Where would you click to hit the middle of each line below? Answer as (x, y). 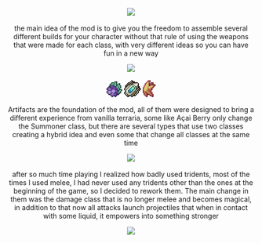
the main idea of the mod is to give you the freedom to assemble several (131, 28)
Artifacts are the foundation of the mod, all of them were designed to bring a (131, 109)
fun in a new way (131, 53)
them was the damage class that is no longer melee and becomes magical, (131, 199)
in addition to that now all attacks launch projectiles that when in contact (131, 207)
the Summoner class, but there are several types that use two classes (131, 126)
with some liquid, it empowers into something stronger (131, 216)
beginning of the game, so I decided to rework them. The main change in (131, 191)
